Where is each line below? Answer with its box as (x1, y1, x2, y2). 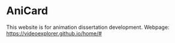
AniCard (6, 4, 49, 18)
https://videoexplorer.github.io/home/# (6, 29, 102, 37)
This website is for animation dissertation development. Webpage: (6, 24, 170, 31)
